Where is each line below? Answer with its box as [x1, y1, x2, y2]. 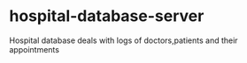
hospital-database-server [9, 6, 205, 26]
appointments [9, 44, 60, 54]
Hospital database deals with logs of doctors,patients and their [9, 35, 238, 45]
